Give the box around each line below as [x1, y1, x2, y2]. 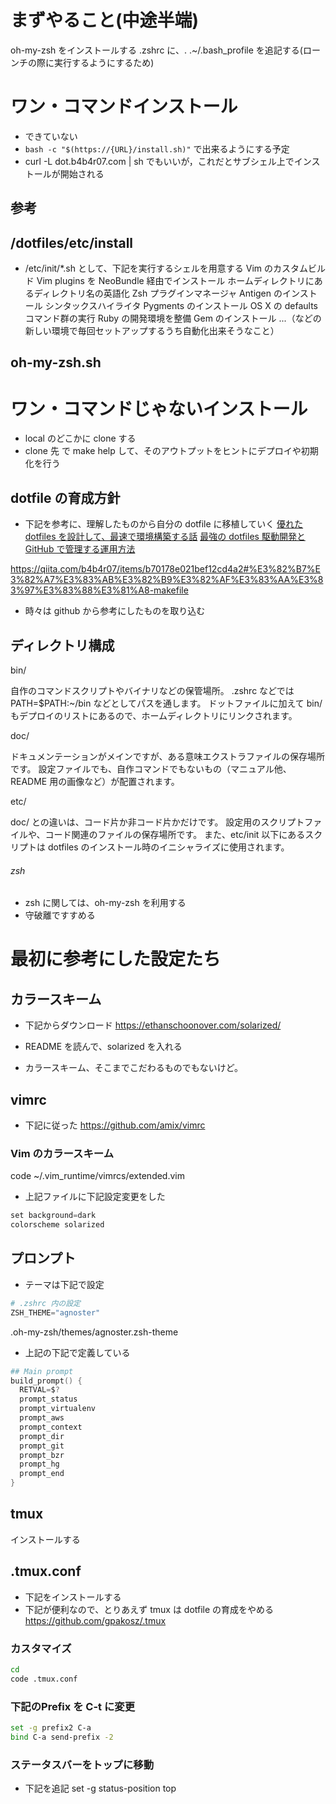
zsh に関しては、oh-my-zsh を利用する [24, 897, 187, 909]
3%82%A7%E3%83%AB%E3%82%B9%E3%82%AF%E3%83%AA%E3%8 [10, 574, 324, 586]
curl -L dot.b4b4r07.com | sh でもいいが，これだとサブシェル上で [24, 155, 295, 167]
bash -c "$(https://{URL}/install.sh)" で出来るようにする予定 [24, 142, 290, 155]
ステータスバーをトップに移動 [10, 1757, 155, 1771]
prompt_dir [19, 1431, 65, 1441]
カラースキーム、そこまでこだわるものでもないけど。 [24, 1062, 243, 1074]
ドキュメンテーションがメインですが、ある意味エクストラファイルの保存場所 [10, 751, 326, 763]
